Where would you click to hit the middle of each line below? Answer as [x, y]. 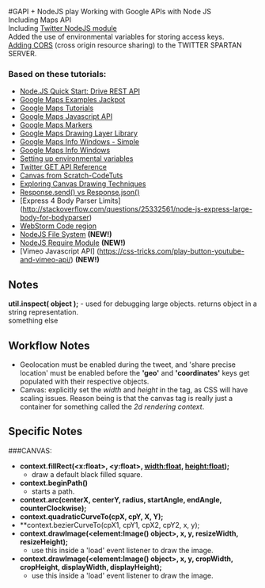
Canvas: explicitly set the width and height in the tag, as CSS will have [134, 389]
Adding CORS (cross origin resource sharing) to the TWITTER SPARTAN [125, 45]
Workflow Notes [49, 345]
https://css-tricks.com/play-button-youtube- [172, 251]
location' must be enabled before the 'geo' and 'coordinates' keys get [134, 372]
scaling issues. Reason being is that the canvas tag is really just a [126, 398]
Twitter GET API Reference [63, 167]
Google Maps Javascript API [66, 116]
